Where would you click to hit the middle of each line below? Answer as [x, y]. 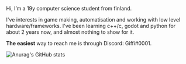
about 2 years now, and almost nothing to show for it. [70, 32]
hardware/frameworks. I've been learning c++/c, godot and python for [91, 26]
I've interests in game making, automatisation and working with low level [93, 19]
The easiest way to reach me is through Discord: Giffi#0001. [79, 43]
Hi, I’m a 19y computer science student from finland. [69, 8]
